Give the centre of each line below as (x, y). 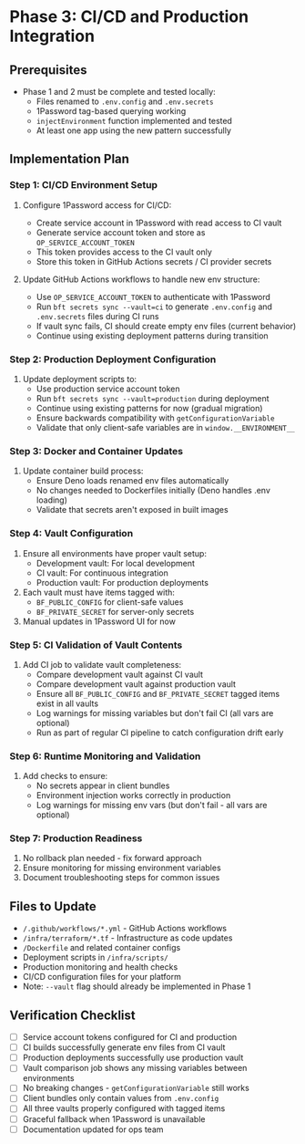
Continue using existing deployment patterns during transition (152, 336)
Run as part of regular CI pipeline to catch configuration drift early (160, 733)
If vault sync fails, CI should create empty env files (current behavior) (166, 326)
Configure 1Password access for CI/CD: (97, 205)
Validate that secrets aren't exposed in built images (132, 510)
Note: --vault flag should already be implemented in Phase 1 (137, 986)
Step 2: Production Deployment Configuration (113, 359)
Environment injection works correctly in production (133, 796)
